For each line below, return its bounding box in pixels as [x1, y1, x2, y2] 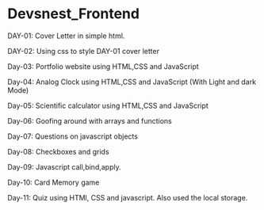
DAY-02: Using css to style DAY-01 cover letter [7, 46, 160, 55]
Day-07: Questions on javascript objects [7, 132, 138, 141]
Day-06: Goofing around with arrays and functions [7, 116, 172, 125]
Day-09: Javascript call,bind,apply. [7, 162, 121, 171]
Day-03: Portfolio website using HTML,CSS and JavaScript [7, 61, 199, 71]
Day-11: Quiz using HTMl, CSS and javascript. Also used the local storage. [7, 193, 248, 202]
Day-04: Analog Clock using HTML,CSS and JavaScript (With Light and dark [7, 77, 257, 86]
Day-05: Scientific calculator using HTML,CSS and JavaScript [7, 101, 209, 110]
